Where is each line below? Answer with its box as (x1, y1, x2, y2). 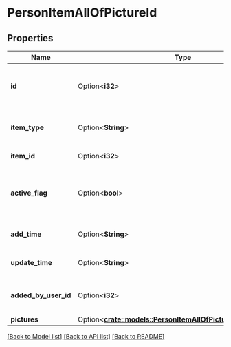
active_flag (10, 188, 48, 198)
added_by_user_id (10, 291, 71, 300)
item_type (10, 123, 45, 132)
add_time (10, 229, 42, 239)
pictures (10, 315, 39, 324)
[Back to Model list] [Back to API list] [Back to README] (7, 333, 165, 340)
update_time (10, 258, 53, 267)
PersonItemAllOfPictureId (7, 5, 157, 21)
